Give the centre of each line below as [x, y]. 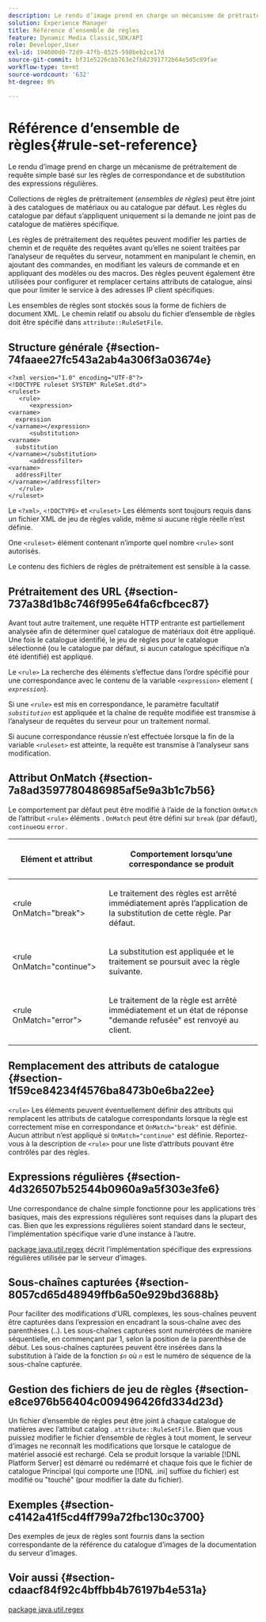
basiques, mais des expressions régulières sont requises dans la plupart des [133, 1217]
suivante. [126, 971]
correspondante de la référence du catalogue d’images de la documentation [133, 1544]
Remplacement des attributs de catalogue [114, 1066]
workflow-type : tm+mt [44, 67]
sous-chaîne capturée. [45, 1364]
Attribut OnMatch [52, 778]
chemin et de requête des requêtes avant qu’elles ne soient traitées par [124, 248]
